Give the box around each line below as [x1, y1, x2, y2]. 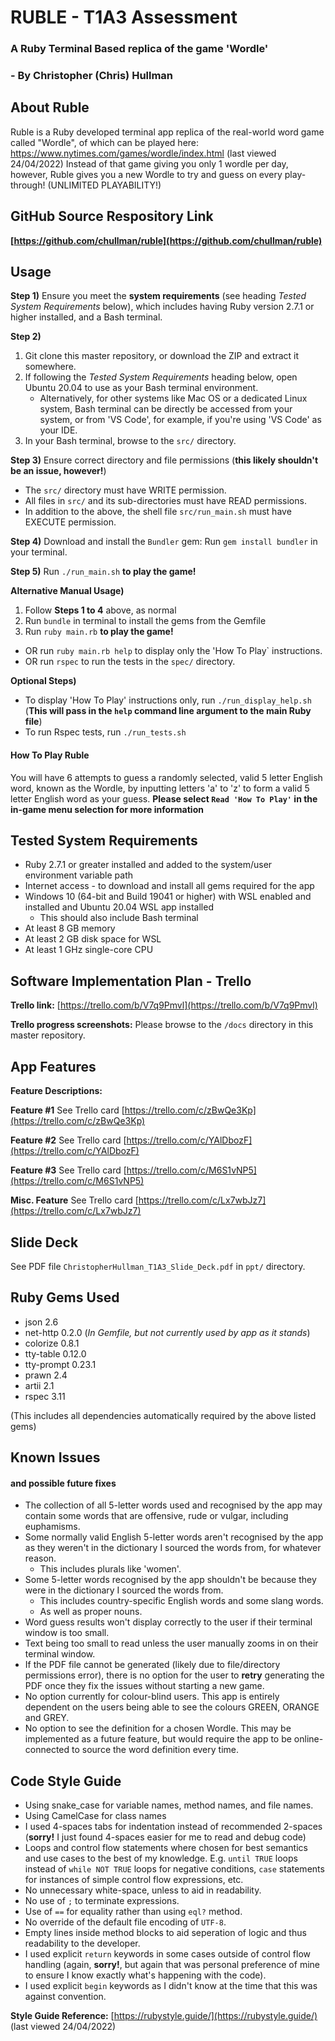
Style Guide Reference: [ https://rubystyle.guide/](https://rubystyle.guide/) [10, 2010, 318, 2022]
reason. [24, 1552, 57, 1565]
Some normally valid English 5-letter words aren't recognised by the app [24, 1531, 324, 1543]
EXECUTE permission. [24, 516, 117, 528]
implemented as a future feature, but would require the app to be [24, 1733, 292, 1745]
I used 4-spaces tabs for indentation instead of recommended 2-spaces [24, 1821, 323, 1833]
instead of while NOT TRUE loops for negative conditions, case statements [24, 1863, 325, 1875]
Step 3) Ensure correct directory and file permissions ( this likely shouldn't [10, 454, 319, 466]
